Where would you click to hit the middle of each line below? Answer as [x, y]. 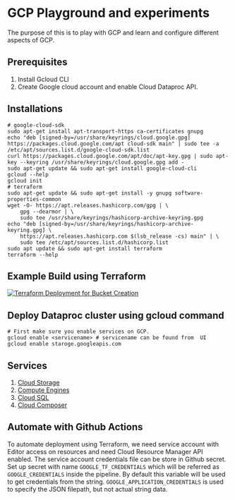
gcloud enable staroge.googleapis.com [64, 344]
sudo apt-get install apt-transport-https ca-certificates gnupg [105, 131]
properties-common [34, 199]
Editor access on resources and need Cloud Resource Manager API [105, 451]
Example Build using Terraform [77, 276]
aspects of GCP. [31, 39]
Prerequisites [37, 62]
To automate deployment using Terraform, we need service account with [113, 444]
